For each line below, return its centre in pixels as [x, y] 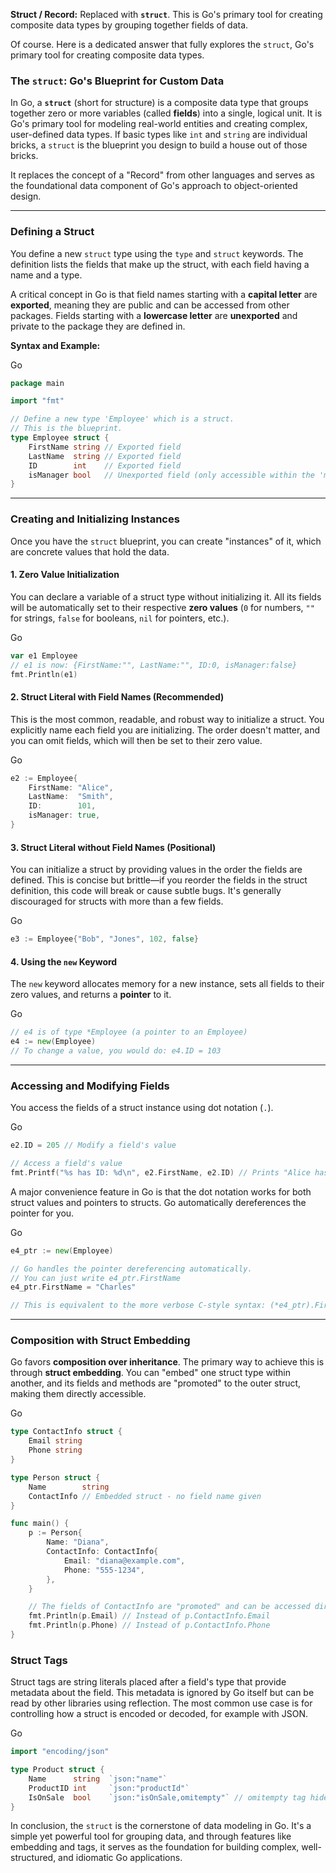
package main [37, 383]
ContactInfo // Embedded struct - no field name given [145, 1496]
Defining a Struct [52, 232]
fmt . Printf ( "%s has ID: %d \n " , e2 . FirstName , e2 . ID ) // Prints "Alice [160, 1172]
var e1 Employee [44, 655]
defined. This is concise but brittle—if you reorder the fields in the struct [159, 880]
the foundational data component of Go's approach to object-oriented [154, 186]
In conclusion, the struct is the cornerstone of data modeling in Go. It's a [161, 1826]
